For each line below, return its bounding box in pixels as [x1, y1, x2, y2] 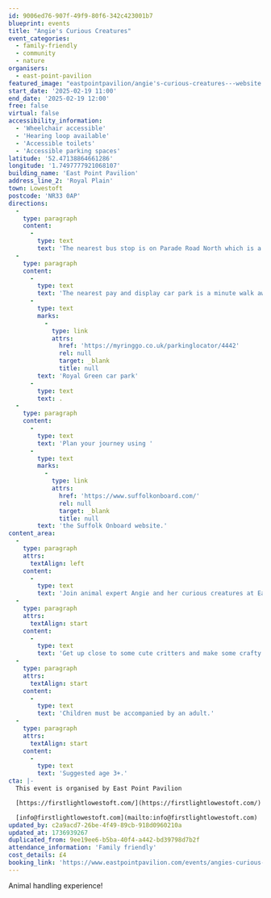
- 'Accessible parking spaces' [15, 147, 121, 155]
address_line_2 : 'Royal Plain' [8, 177, 114, 186]
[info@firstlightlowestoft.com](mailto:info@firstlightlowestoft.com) [15, 813, 258, 821]
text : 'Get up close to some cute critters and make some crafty [37, 649, 262, 658]
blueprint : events [8, 19, 70, 27]
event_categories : [8, 34, 70, 43]
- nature [15, 57, 45, 65]
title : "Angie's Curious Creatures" [8, 27, 131, 35]
